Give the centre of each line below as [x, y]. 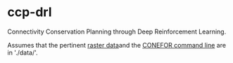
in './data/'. [23, 52]
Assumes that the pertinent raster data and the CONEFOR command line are [117, 45]
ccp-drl [30, 12]
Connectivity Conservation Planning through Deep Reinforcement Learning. [117, 31]
